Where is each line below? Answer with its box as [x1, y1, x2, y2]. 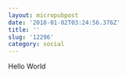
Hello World [8, 61, 46, 71]
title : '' [8, 26, 41, 33]
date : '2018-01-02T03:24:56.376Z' [8, 19, 121, 26]
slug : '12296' [8, 33, 55, 41]
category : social [8, 40, 65, 48]
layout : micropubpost [8, 11, 79, 19]
